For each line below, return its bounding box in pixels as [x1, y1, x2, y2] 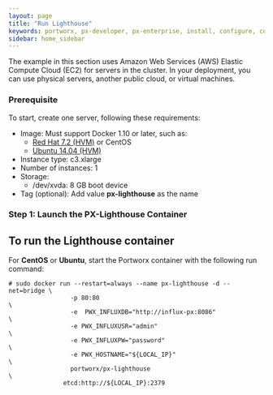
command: [8, 264, 45, 274]
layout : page [8, 11, 53, 20]
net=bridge [8, 287, 45, 295]
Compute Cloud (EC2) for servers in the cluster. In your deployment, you [8, 66, 251, 75]
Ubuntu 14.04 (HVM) [32, 145, 102, 155]
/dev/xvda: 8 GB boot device [32, 180, 128, 190]
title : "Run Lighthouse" [8, 19, 93, 28]
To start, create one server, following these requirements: [8, 113, 201, 122]
